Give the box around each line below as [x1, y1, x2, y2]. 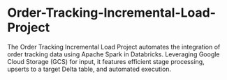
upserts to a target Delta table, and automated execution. [7, 65, 172, 73]
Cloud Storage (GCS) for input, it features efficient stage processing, [7, 57, 205, 65]
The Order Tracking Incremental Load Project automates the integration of [7, 42, 221, 51]
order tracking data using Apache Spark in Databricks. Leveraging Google [7, 50, 220, 58]
